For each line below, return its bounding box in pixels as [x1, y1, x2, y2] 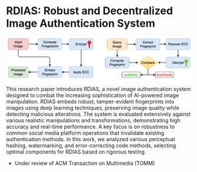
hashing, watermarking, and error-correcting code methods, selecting [6, 142, 176, 149]
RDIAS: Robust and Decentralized [6, 4, 173, 18]
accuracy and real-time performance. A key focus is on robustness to [6, 123, 175, 130]
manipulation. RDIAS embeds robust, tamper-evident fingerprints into [6, 98, 175, 105]
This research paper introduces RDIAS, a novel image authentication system [6, 85, 192, 92]
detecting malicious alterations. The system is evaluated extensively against [6, 111, 191, 118]
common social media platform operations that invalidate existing [6, 129, 165, 137]
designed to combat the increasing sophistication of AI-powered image [6, 92, 179, 99]
